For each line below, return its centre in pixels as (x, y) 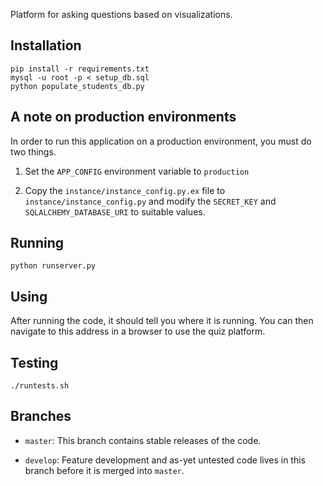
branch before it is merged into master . (104, 470)
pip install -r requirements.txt (80, 69)
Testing (34, 362)
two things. (33, 151)
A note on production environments (123, 117)
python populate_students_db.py (77, 86)
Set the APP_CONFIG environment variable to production (137, 171)
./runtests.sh (40, 386)
